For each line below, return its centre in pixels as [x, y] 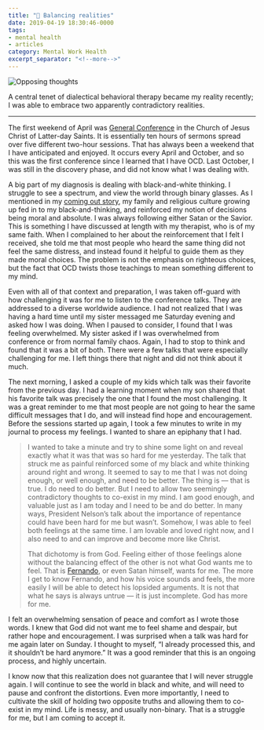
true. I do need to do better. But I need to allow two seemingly [127, 488]
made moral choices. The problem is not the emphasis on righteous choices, [132, 259]
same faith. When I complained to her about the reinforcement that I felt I [126, 234]
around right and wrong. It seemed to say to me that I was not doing [137, 472]
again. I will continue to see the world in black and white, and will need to [126, 684]
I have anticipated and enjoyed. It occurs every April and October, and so [126, 152]
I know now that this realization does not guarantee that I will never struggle [131, 676]
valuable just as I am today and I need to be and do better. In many [135, 505]
